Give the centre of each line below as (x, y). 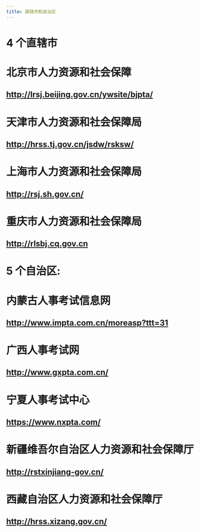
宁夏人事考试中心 (48, 400)
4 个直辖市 (32, 43)
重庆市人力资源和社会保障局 (74, 221)
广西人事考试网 (43, 350)
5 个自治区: (33, 271)
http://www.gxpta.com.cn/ (57, 373)
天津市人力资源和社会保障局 (74, 122)
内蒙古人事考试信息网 (59, 301)
